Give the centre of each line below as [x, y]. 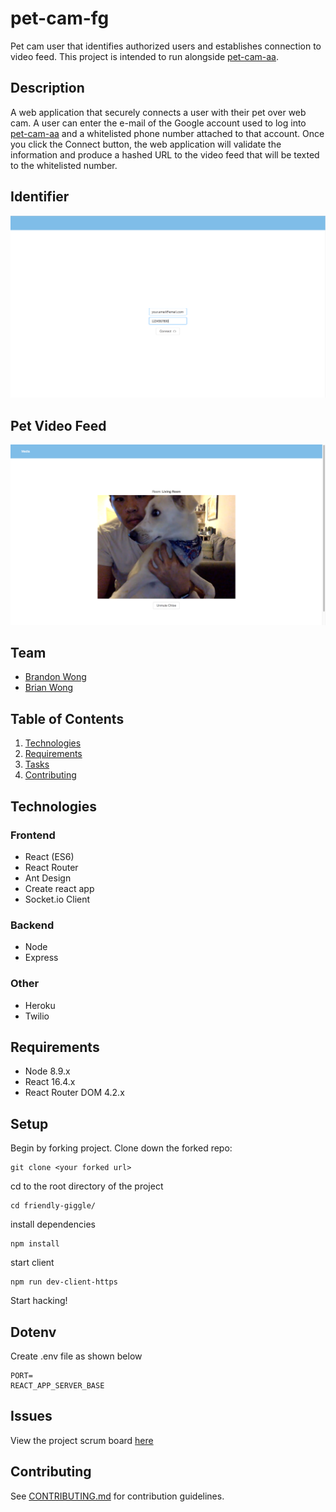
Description [47, 88]
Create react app [59, 888]
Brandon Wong [55, 677]
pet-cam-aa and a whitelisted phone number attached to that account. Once [167, 133]
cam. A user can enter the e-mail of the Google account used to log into [158, 123]
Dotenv [33, 1332]
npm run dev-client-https [64, 1282]
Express [41, 958]
